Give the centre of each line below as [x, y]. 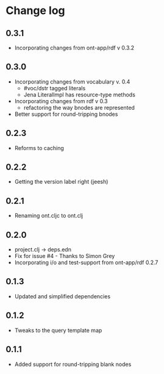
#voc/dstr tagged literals [55, 88]
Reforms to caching [39, 148]
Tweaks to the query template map [58, 330]
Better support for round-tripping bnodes [66, 114]
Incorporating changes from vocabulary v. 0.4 [72, 81]
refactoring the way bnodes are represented [79, 107]
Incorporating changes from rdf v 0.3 [61, 101]
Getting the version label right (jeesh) [61, 182]
